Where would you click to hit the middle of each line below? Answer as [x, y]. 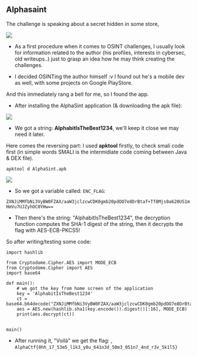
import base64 [23, 273]
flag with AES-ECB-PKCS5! [47, 230]
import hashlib [25, 252]
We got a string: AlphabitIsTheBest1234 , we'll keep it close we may [97, 128]
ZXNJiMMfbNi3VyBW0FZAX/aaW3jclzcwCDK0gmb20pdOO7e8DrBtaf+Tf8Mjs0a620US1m [98, 202]
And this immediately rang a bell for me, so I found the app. [78, 94]
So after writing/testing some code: [49, 241]
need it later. [30, 134]
